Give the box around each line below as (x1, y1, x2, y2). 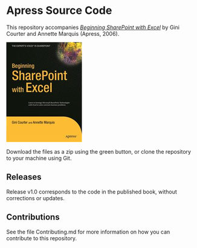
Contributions (6, 212, 60, 223)
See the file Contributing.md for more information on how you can (6, 228, 170, 235)
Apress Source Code (6, 4, 112, 18)
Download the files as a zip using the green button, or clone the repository (6, 148, 192, 155)
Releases (6, 172, 42, 182)
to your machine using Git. (6, 154, 72, 162)
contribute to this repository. (6, 234, 77, 242)
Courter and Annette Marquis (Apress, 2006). (6, 30, 120, 37)
